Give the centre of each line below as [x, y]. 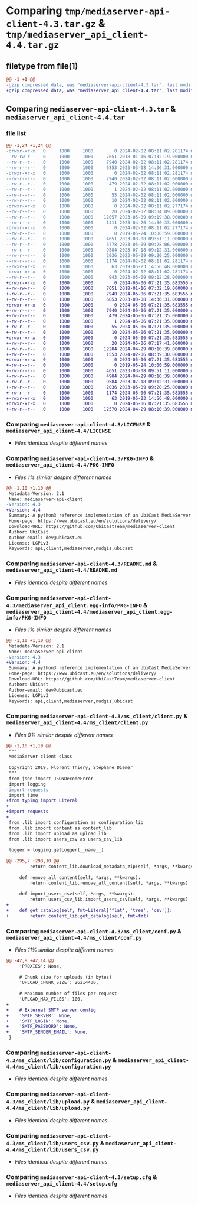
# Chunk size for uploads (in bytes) [65, 977]
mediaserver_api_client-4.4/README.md [62, 570]
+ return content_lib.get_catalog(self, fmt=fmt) [77, 916]
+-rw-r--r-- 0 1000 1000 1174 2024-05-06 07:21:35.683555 [97, 393]
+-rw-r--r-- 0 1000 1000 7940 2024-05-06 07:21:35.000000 [97, 310]
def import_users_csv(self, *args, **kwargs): [77, 894]
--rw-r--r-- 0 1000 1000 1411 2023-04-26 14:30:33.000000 [97, 223]
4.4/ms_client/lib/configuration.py [59, 1067]
